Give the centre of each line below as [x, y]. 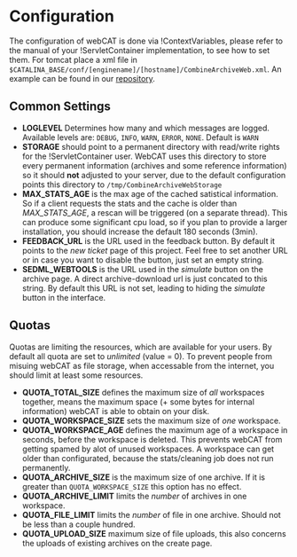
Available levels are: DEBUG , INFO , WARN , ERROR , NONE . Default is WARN [140, 137]
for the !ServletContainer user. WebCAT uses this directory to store [144, 156]
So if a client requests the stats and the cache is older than [129, 203]
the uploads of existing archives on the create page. [117, 543]
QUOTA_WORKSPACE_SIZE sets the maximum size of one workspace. [151, 420]
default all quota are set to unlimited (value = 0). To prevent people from [141, 356]
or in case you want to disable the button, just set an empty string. [143, 260]
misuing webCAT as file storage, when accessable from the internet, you [142, 365]
